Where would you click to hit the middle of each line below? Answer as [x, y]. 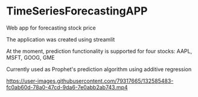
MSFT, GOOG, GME [31, 57]
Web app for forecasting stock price [51, 28]
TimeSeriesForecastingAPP [77, 11]
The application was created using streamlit [61, 39]
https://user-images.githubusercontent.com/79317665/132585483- [90, 81]
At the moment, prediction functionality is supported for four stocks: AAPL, [99, 51]
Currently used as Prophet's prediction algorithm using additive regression [99, 69]
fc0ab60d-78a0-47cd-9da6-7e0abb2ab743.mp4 [67, 87]
